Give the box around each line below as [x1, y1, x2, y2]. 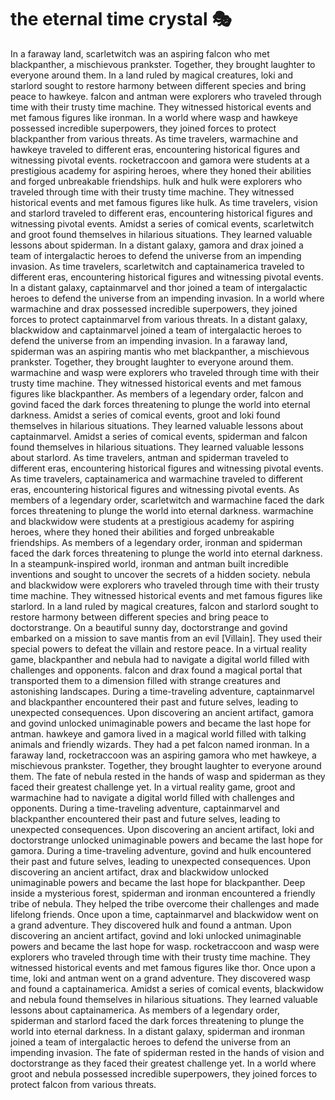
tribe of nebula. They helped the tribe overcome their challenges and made [10, 897, 320, 910]
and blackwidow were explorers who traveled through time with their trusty [10, 579, 320, 591]
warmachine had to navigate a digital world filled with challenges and [10, 791, 295, 803]
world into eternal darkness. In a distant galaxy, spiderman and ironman [10, 1025, 305, 1037]
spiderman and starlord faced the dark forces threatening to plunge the [10, 1014, 305, 1026]
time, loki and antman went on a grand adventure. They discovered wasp [10, 972, 311, 984]
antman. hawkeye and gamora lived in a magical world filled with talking [10, 727, 307, 740]
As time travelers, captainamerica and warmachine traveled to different [10, 472, 303, 485]
